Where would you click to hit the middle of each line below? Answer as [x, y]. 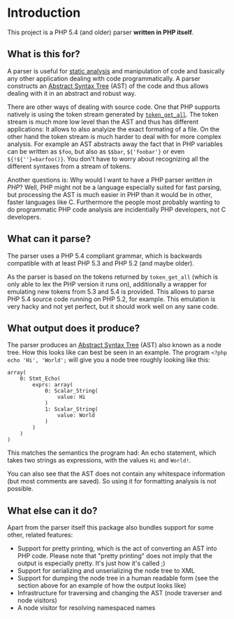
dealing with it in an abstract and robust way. [72, 93]
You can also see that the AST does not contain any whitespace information [116, 474]
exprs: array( [53, 385]
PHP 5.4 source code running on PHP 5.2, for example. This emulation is [111, 299]
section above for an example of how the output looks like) [102, 585]
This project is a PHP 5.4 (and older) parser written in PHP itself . [101, 32]
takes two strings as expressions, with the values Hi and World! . [99, 460]
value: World [76, 416]
